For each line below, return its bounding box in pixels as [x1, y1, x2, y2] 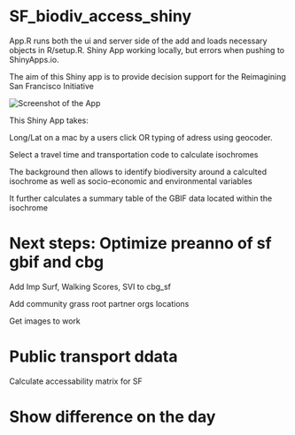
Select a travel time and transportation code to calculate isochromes [9, 149, 259, 160]
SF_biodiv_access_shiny [9, 6, 192, 27]
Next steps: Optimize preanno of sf [9, 233, 272, 254]
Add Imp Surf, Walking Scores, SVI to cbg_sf [9, 281, 171, 292]
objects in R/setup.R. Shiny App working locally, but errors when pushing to [9, 44, 285, 55]
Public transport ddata [9, 347, 179, 367]
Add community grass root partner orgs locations [9, 298, 190, 309]
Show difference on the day [9, 407, 216, 426]
